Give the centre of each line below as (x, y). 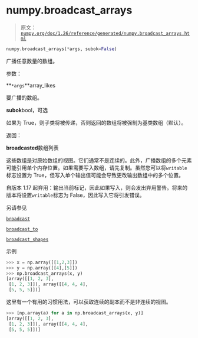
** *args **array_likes (31, 85)
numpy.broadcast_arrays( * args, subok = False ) (62, 49)
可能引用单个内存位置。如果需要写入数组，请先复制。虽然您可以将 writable (97, 168)
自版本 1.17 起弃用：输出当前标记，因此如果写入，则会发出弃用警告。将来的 (97, 187)
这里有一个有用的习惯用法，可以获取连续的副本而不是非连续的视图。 (89, 302)
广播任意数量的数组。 (32, 61)
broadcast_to (22, 229)
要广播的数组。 (24, 97)
